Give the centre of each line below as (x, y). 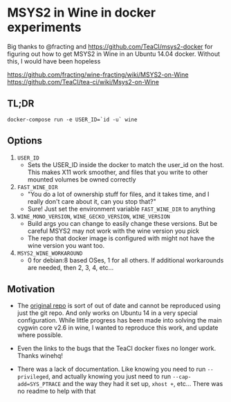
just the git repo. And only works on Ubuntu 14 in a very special (108, 313)
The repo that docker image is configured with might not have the (121, 238)
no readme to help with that (56, 391)
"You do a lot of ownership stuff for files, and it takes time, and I (118, 194)
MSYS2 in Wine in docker (82, 13)
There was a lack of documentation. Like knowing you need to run (111, 369)
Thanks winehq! (40, 356)
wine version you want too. (66, 245)
